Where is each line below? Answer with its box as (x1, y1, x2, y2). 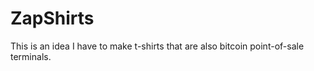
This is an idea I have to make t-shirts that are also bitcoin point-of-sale (10, 40, 305, 52)
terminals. (10, 50, 52, 62)
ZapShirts (10, 7, 95, 30)
